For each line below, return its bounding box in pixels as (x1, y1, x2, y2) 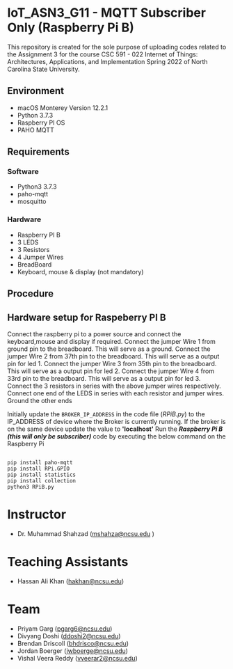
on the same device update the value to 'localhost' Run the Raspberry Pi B (7, 425, 223, 433)
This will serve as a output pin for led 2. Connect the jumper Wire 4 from (7, 367, 214, 375)
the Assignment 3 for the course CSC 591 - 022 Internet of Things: (7, 50, 198, 58)
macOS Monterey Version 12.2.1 (17, 103, 109, 112)
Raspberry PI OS (17, 118, 65, 127)
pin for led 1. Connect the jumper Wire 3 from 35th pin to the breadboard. (7, 359, 217, 368)
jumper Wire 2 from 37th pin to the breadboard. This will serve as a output (7, 352, 220, 360)
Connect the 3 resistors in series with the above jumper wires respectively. (7, 381, 221, 390)
